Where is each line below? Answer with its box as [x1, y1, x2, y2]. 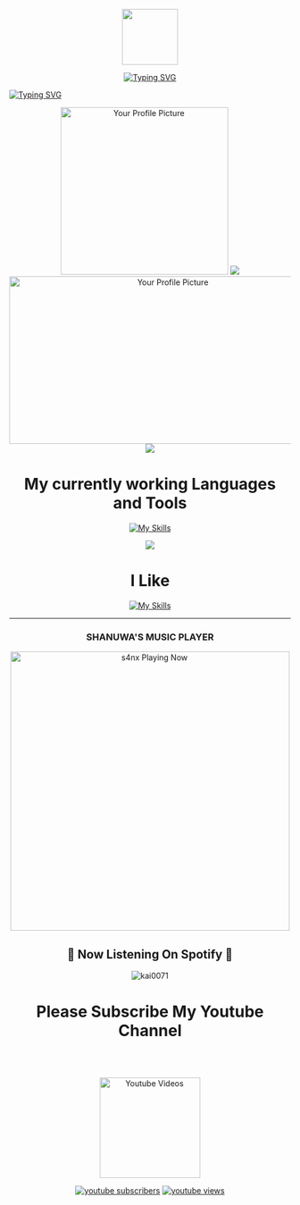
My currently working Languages [23, 474, 277, 495]
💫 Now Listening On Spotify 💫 [66, 947, 234, 962]
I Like [129, 571, 171, 591]
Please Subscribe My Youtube [36, 1001, 264, 1022]
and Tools [112, 493, 187, 514]
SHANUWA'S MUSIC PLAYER [86, 631, 214, 643]
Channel [118, 1021, 182, 1041]
